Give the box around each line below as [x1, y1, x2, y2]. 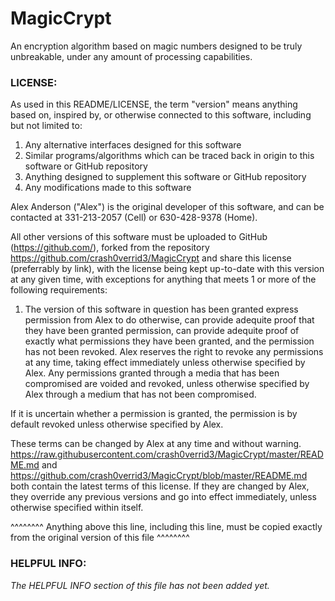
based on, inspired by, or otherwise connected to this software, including [10, 109, 312, 121]
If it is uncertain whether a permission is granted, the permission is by [10, 408, 298, 420]
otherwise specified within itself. [10, 502, 144, 514]
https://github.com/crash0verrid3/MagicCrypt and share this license [10, 252, 292, 264]
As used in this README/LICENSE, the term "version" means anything [10, 98, 298, 111]
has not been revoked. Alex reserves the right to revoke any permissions [24, 346, 324, 358]
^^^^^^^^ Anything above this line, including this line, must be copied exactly [10, 521, 323, 533]
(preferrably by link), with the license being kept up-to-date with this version [10, 263, 325, 275]
